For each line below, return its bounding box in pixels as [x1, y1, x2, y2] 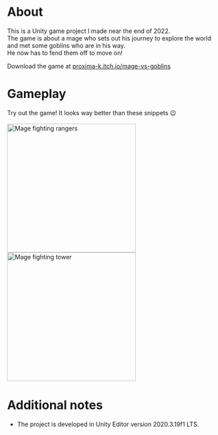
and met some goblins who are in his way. [7, 41, 125, 49]
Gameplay [7, 86, 66, 102]
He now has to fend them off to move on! [7, 49, 123, 57]
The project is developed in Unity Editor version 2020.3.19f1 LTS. [16, 420, 199, 428]
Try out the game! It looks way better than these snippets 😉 [7, 108, 177, 117]
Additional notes [7, 397, 104, 413]
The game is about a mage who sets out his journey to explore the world [7, 34, 212, 42]
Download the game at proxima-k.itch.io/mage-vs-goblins [7, 62, 171, 70]
